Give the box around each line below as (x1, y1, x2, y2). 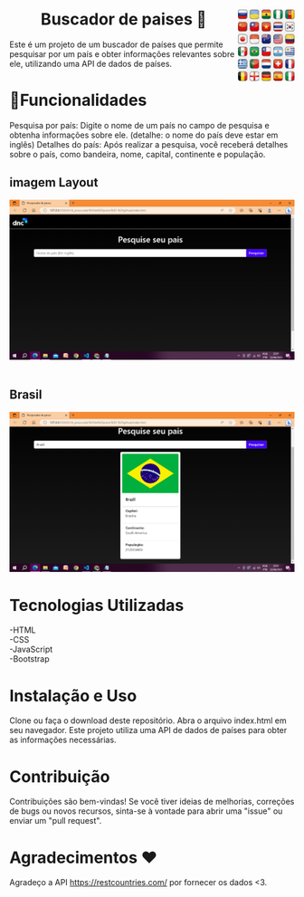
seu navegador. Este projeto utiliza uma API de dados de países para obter (9, 725, 288, 736)
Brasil (9, 387, 43, 403)
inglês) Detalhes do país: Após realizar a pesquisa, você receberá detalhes (9, 138, 289, 149)
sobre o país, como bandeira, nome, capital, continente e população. (9, 148, 266, 159)
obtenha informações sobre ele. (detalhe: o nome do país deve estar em (9, 129, 279, 140)
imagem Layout (9, 175, 99, 190)
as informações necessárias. (9, 734, 117, 746)
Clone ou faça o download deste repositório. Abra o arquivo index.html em (9, 715, 287, 726)
